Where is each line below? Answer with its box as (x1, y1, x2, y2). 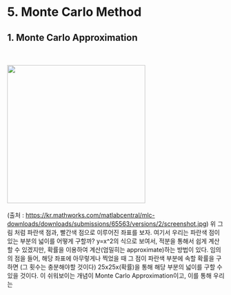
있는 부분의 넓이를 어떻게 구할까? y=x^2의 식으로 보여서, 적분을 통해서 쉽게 (7, 237, 207, 245)
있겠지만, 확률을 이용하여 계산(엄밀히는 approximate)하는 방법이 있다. (21, 246, 209, 254)
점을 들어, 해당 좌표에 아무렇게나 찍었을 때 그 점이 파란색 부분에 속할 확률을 (14, 254, 215, 263)
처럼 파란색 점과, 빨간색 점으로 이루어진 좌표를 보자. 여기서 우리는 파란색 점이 (14, 229, 221, 236)
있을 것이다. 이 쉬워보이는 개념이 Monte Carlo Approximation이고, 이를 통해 (7, 272, 212, 280)
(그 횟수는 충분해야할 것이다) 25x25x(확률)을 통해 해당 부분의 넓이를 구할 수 (19, 263, 223, 271)
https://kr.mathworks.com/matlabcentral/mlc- (25, 211, 155, 219)
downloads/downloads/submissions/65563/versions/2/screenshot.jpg (7, 220, 207, 228)
